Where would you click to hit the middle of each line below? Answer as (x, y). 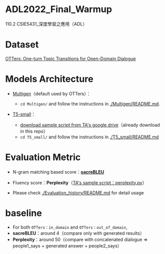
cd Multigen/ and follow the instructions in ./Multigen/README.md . (90, 104)
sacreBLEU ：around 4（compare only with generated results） (78, 233)
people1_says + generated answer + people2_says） (67, 245)
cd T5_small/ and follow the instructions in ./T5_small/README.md (89, 137)
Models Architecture (49, 79)
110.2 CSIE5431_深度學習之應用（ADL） (46, 24)
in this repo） (34, 131)
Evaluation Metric (43, 157)
